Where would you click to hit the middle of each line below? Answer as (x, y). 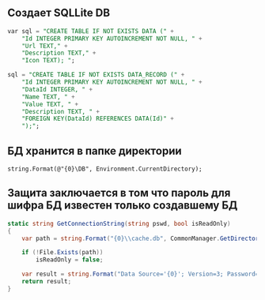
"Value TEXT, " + (50, 104)
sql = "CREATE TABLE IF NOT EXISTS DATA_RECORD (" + (96, 75)
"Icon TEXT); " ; (49, 61)
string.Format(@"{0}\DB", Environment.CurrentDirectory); (105, 169)
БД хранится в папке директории (95, 150)
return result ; (47, 282)
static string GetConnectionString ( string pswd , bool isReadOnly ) (119, 223)
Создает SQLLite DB (59, 13)
